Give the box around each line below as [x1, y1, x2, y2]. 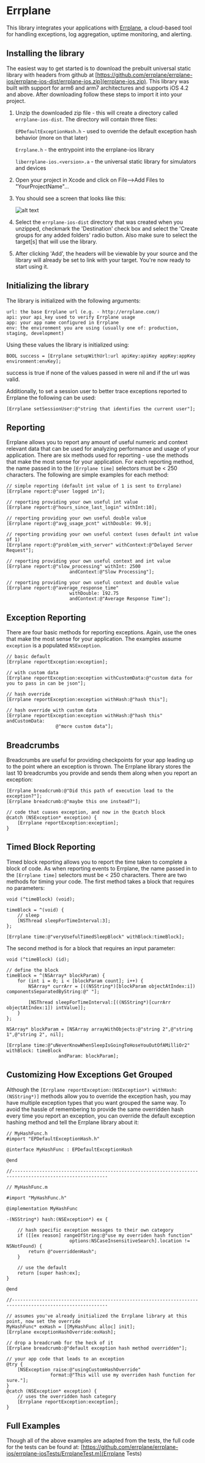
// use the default [17, 1264, 67, 1270]
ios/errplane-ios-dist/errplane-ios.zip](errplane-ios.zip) [6, 77, 146, 85]
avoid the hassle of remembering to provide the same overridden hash [6, 1105, 184, 1113]
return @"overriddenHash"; [28, 1248, 97, 1254]
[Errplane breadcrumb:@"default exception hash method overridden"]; [6, 1345, 188, 1351]
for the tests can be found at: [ [6, 1443, 83, 1451]
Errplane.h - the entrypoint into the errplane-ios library [15, 145, 155, 153]
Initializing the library [6, 280, 89, 291]
